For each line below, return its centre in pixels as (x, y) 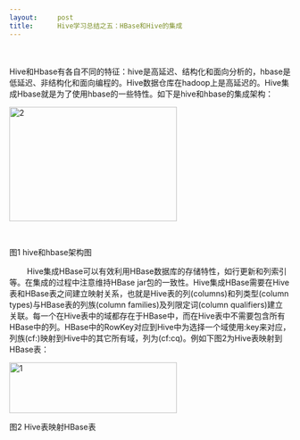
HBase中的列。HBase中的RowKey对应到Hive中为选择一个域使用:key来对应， (150, 327)
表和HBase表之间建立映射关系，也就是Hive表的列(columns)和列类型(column (149, 293)
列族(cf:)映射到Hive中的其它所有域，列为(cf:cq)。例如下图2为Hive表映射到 (146, 338)
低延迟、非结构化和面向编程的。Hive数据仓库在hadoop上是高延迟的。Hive (146, 82)
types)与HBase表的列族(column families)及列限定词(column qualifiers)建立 (146, 304)
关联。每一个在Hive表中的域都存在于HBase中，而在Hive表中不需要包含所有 (147, 315)
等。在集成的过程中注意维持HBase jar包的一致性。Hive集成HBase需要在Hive (150, 282)
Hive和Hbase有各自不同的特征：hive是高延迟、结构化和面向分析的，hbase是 (150, 71)
